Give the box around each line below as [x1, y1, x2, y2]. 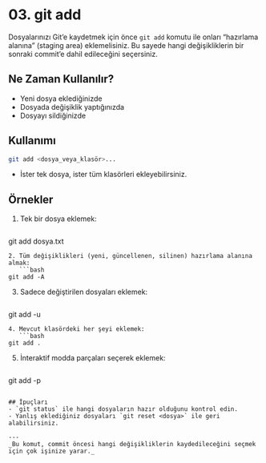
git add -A [8, 273, 45, 281]
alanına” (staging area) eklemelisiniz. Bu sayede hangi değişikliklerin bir [8, 40, 244, 50]
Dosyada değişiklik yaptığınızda [19, 102, 125, 111]
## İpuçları [8, 398, 48, 406]
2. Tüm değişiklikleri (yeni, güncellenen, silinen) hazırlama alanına [8, 252, 252, 260]
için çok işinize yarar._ [8, 447, 95, 456]
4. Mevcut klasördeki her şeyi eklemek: [8, 325, 146, 333]
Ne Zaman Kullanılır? [8, 72, 115, 86]
